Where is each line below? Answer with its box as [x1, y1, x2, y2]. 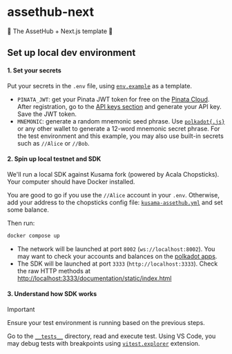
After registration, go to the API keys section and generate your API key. [17, 102, 222, 110]
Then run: [7, 219, 35, 227]
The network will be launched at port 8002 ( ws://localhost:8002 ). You [17, 244, 215, 253]
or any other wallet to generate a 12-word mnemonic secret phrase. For [17, 124, 220, 132]
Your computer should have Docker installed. [7, 177, 135, 186]
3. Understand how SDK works [7, 290, 97, 298]
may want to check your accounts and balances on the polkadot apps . [17, 252, 217, 260]
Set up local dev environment [7, 47, 136, 59]
